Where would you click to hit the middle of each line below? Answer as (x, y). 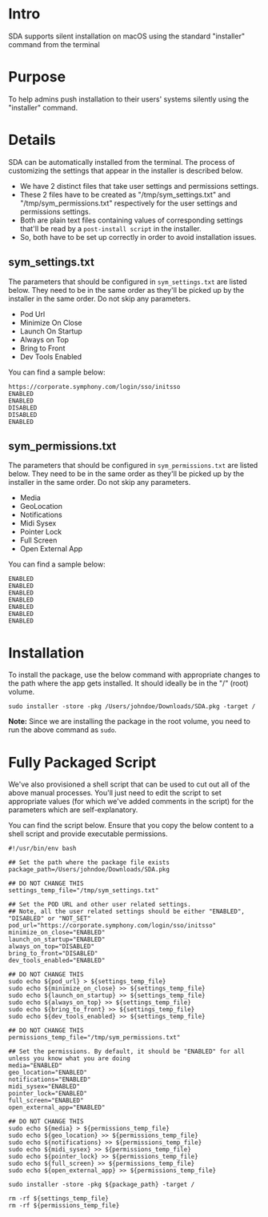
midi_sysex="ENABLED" (44, 1087)
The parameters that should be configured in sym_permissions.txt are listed (133, 466)
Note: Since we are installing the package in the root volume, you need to (129, 722)
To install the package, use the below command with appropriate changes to (134, 675)
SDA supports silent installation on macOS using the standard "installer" (127, 36)
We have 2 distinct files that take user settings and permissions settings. (139, 186)
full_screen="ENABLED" (46, 1101)
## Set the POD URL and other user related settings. (100, 905)
